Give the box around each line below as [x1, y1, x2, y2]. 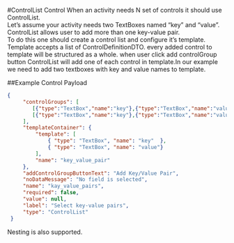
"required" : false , [22, 189, 79, 196]
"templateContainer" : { [22, 125, 92, 132]
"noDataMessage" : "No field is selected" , [22, 176, 148, 183]
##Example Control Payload [7, 79, 88, 86]
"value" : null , [22, 196, 68, 203]
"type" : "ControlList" [22, 208, 89, 215]
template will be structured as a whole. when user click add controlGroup [7, 50, 217, 58]
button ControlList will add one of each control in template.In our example [7, 58, 218, 65]
